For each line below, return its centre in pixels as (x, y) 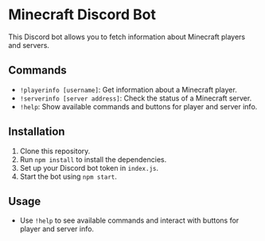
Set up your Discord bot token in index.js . (89, 168)
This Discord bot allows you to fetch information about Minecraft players (127, 37)
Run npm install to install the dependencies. (93, 159)
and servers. (29, 45)
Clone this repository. (55, 151)
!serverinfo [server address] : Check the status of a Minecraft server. (136, 98)
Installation (37, 132)
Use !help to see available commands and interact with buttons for (129, 220)
